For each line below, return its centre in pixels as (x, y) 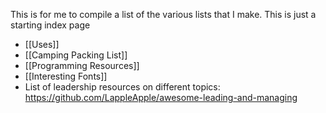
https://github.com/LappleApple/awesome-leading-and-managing (161, 97)
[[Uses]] (42, 44)
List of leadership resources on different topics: (122, 87)
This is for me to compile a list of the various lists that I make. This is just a (163, 14)
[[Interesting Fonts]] (66, 76)
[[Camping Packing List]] (76, 55)
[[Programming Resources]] (82, 65)
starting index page (50, 25)
